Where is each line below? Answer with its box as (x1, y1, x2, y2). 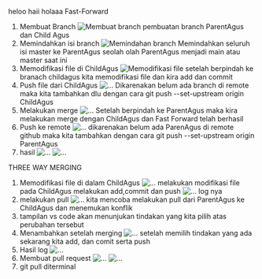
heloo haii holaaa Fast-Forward (8, 7, 109, 16)
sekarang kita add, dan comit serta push (19, 236, 151, 246)
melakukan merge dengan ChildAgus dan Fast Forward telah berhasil (19, 114, 244, 123)
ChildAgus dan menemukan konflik (19, 203, 133, 212)
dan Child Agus (19, 31, 70, 39)
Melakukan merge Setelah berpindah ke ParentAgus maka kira (19, 106, 238, 115)
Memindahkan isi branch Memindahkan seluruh (19, 39, 250, 48)
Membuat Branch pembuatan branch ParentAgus (19, 22, 244, 31)
